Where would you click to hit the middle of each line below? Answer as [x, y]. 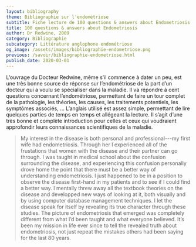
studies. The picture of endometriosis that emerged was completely [102, 213]
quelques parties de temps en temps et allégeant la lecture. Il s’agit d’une [94, 114]
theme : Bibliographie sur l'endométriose [58, 17]
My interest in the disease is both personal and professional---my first [105, 138]
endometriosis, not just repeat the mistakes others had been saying [102, 231]
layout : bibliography [33, 11]
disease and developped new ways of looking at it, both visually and [103, 194]
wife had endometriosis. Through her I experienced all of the [94, 145]
